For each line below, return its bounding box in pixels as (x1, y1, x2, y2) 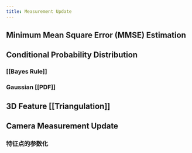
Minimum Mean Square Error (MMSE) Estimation (6, 30, 186, 40)
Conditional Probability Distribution (6, 50, 138, 60)
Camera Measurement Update (6, 121, 119, 131)
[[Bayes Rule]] (6, 68, 47, 76)
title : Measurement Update (6, 8, 72, 15)
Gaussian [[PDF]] (6, 83, 56, 91)
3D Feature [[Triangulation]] (6, 101, 111, 111)
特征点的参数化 (6, 140, 49, 148)
